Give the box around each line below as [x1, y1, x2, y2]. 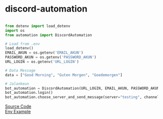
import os [5, 28, 25, 33]
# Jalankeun [5, 81, 29, 86]
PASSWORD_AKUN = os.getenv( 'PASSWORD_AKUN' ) [5, 55, 97, 60]
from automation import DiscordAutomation [5, 32, 92, 37]
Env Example [5, 109, 31, 115]
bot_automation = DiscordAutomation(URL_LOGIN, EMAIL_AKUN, [5, 86, 130, 90]
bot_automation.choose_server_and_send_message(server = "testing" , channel [5, 95, 160, 100]
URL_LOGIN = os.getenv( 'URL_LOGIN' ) [5, 59, 79, 64]
